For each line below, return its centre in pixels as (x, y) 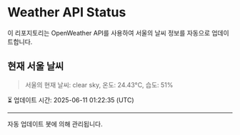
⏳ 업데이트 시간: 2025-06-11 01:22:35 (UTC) (71, 99)
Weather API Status (67, 12)
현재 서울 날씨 (36, 66)
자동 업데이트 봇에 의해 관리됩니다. (55, 124)
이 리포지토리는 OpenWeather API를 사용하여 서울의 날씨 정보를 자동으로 (109, 33)
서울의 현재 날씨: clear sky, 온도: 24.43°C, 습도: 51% (99, 85)
